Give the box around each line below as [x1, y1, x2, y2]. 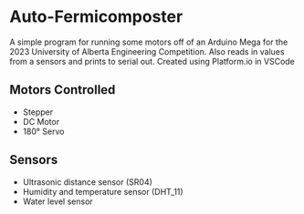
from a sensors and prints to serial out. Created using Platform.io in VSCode [9, 56, 295, 66]
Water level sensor [22, 196, 93, 207]
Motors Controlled [9, 82, 116, 97]
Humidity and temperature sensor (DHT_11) [22, 186, 184, 197]
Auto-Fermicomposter [9, 6, 183, 27]
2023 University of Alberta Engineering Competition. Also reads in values [9, 46, 285, 56]
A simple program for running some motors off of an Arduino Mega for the [9, 36, 288, 47]
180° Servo [22, 126, 65, 137]
